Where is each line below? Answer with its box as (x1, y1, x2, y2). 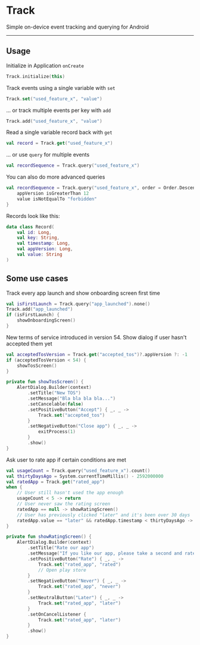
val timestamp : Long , (17, 241, 70, 247)
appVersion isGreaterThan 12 (17, 191, 89, 197)
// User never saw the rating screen (17, 501, 111, 507)
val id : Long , (17, 229, 52, 235)
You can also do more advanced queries (6, 173, 105, 180)
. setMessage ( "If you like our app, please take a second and (27, 550, 183, 557)
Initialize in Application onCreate (6, 62, 85, 69)
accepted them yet (6, 340, 52, 347)
